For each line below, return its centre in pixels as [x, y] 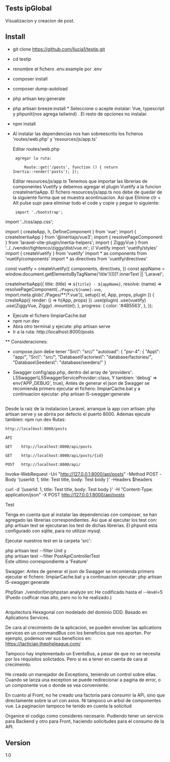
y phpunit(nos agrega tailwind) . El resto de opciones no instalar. [80, 114]
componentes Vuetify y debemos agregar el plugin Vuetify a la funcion [87, 186]
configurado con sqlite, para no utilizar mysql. [53, 531]
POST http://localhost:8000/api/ [43, 465]
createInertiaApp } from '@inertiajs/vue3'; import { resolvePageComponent [84, 237]
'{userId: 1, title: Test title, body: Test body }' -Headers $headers [85, 480]
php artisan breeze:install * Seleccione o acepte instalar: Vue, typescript [88, 108]
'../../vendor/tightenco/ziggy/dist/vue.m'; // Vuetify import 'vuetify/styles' [81, 248]
